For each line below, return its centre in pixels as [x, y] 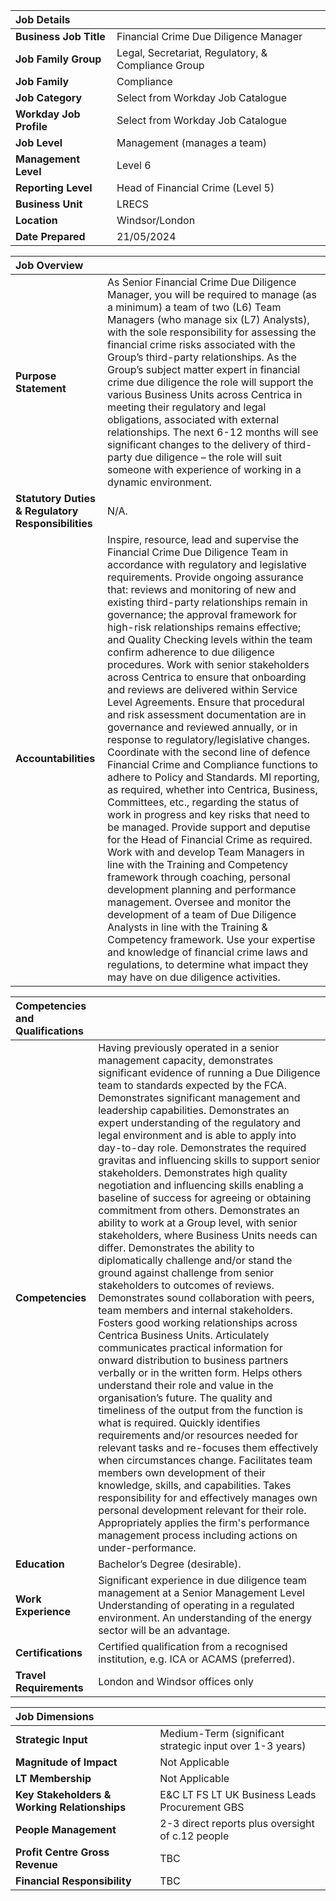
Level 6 [134, 165]
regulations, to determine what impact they [207, 964]
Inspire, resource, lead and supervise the [203, 539]
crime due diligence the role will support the [210, 382]
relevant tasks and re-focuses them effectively [208, 1447]
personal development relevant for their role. [202, 1510]
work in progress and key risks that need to [208, 814]
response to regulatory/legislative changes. [208, 739]
